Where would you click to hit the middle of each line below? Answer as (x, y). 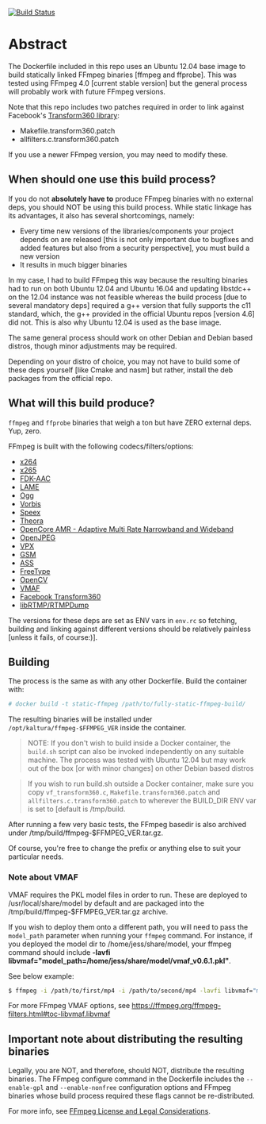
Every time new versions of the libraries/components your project (127, 231)
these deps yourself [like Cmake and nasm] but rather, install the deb (121, 370)
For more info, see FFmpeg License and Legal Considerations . (110, 1111)
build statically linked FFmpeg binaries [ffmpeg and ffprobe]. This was (123, 75)
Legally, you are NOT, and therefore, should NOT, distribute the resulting (126, 1071)
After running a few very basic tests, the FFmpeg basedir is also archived (127, 825)
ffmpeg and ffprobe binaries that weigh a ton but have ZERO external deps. (130, 422)
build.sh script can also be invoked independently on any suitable (135, 752)
